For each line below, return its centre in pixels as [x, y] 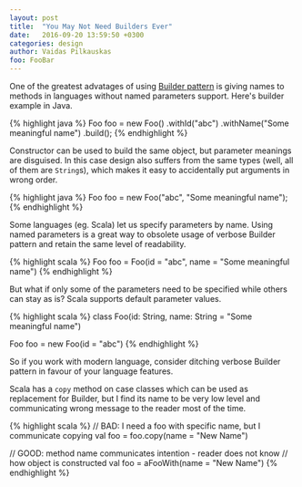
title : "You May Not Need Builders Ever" [91, 26]
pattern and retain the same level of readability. [98, 244]
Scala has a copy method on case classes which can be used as [129, 389]
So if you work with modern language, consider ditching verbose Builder [145, 362]
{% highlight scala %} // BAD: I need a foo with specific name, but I [135, 426]
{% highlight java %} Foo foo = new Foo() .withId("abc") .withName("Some [149, 123]
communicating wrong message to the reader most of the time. [128, 408]
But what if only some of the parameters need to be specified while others [149, 289]
